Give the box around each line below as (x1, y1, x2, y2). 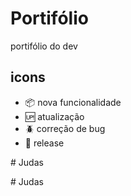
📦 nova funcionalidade (24, 96, 122, 108)
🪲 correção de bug (24, 122, 106, 134)
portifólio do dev (10, 40, 78, 52)
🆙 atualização (24, 110, 85, 122)
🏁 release (24, 137, 65, 149)
